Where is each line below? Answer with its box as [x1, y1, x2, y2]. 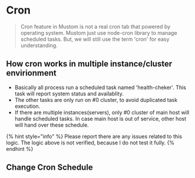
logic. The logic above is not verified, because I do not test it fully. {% [6, 139, 175, 146]
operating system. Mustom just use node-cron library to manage [20, 29, 178, 36]
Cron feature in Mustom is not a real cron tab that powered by [20, 23, 171, 30]
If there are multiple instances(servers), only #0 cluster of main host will [14, 108, 190, 116]
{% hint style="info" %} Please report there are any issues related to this [6, 133, 183, 140]
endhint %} [6, 145, 34, 152]
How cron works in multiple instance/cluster [6, 59, 173, 69]
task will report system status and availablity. [14, 90, 124, 97]
